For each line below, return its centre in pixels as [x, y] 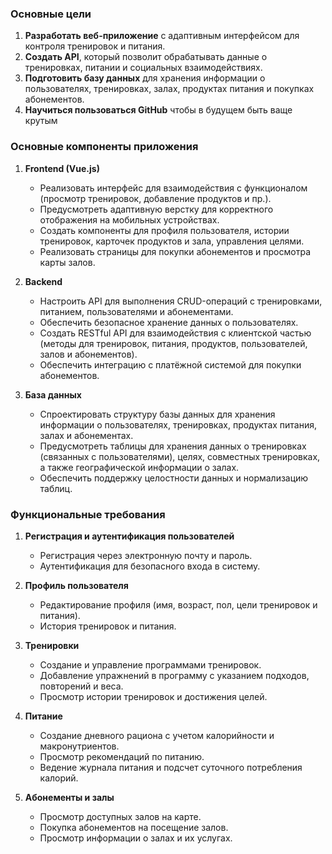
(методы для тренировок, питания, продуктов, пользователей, [173, 343]
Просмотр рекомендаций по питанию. [122, 756]
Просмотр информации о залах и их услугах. [136, 838]
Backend [43, 281]
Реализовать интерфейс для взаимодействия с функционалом [173, 188]
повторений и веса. [81, 686]
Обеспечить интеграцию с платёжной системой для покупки [170, 364]
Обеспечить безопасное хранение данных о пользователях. [169, 322]
